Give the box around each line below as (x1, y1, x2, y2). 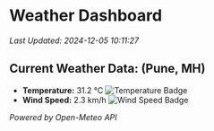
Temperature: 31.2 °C (21, 84, 104, 95)
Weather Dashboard (9, 5, 163, 26)
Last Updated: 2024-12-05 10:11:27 (9, 35, 140, 46)
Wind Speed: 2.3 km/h (21, 94, 107, 105)
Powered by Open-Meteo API (9, 111, 118, 122)
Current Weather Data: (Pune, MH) (9, 61, 206, 76)
